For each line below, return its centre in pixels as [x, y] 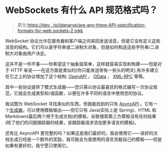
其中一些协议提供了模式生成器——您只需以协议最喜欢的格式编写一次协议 [79, 87]
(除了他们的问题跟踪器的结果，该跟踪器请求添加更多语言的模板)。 [72, 122]
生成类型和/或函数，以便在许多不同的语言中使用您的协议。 [86, 93]
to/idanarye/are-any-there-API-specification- [100, 25]
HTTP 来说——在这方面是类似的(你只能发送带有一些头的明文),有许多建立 [85, 70]
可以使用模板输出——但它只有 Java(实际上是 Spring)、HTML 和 [91, 110]
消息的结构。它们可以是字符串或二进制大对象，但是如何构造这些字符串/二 [80, 47]
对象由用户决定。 [31, 53]
